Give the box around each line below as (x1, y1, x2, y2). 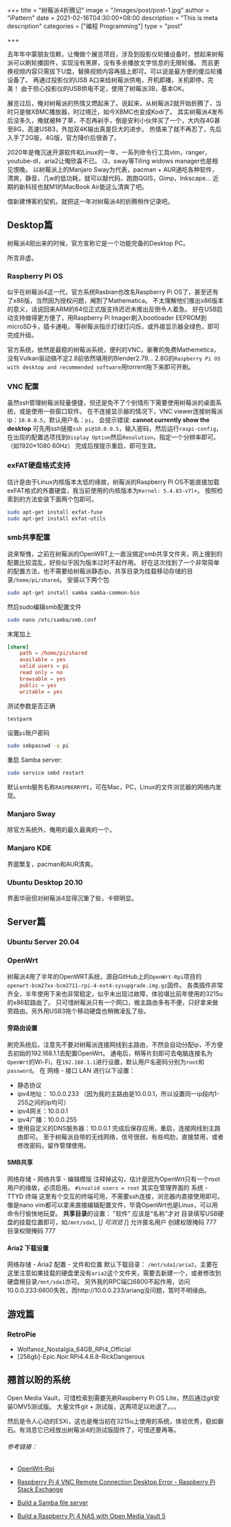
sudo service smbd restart (7, 769, 85, 777)
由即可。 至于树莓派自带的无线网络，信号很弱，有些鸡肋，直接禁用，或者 (16, 1133, 224, 1141)
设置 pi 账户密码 (7, 729, 50, 737)
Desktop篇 (7, 219, 54, 231)
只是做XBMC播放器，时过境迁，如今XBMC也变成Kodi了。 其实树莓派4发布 (12, 108, 224, 116)
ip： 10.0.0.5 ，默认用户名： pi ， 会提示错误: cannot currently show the (7, 416, 210, 424)
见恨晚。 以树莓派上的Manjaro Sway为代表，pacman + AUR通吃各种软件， (7, 165, 219, 174)
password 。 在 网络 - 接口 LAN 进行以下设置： (7, 1066, 135, 1074)
